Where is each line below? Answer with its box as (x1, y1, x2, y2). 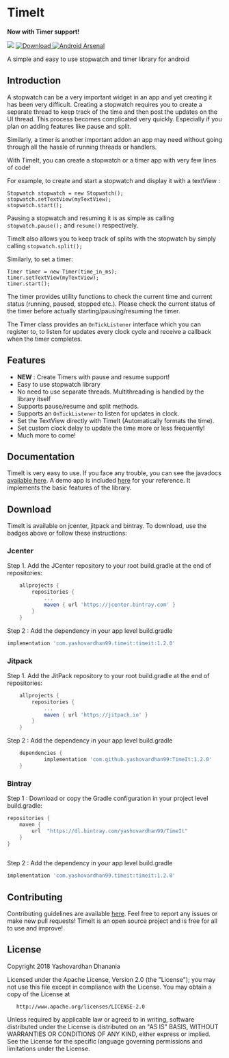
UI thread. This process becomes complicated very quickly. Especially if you (7, 115, 222, 123)
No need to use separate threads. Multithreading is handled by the (16, 387, 204, 396)
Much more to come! (16, 431, 77, 440)
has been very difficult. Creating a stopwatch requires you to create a (7, 100, 203, 108)
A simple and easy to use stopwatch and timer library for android (7, 55, 190, 63)
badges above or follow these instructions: (7, 529, 128, 538)
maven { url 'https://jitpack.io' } (43, 711, 148, 718)
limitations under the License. (7, 1044, 90, 1053)
